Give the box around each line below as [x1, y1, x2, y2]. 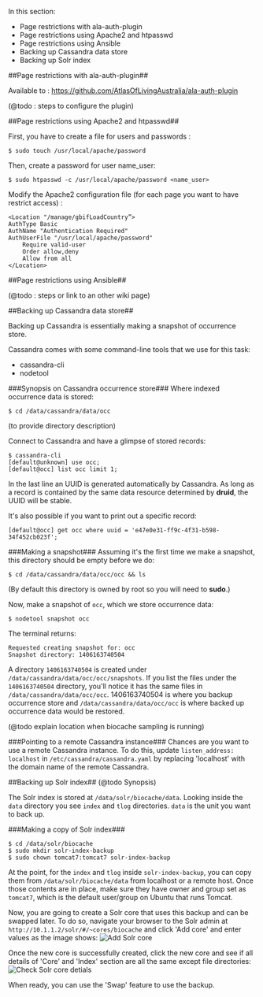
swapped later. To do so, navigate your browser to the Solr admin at [8, 917, 228, 925]
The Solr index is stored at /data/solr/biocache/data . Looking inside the [8, 793, 243, 802]
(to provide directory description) [8, 421, 117, 430]
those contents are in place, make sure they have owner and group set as [8, 884, 246, 893]
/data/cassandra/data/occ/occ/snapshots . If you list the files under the [8, 673, 237, 682]
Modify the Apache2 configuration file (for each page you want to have [8, 190, 239, 199]
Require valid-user [22, 241, 87, 249]
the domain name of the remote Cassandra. [8, 762, 150, 771]
